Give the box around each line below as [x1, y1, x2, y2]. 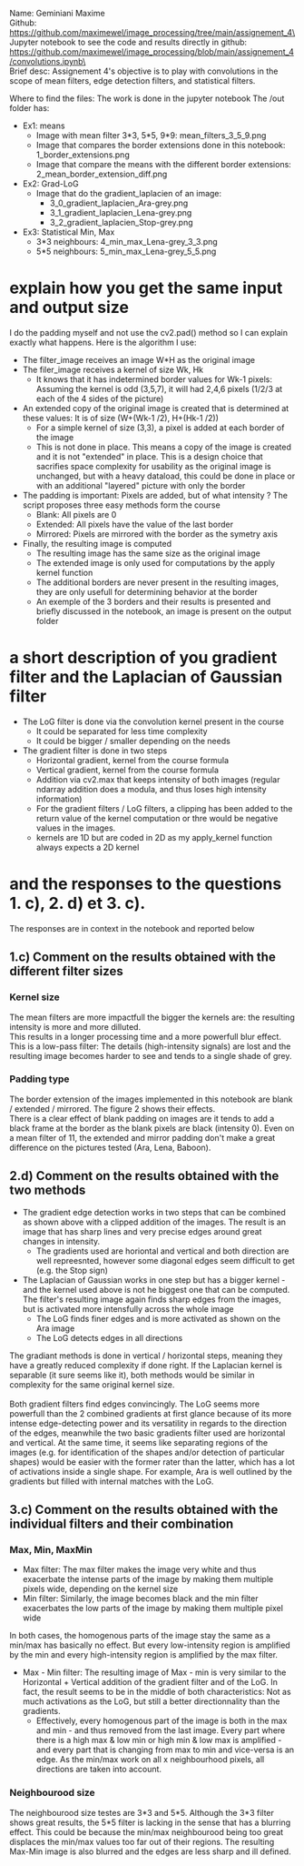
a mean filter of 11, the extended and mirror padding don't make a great [9, 1132, 276, 1143]
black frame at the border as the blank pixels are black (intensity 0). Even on [9, 1123, 295, 1134]
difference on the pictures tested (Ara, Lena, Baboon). [9, 1142, 211, 1153]
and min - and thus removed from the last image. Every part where [35, 1725, 286, 1736]
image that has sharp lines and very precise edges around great [22, 1226, 262, 1236]
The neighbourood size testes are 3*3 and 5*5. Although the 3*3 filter [9, 1807, 275, 1818]
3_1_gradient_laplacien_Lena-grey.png [49, 207, 192, 217]
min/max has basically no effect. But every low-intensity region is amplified [9, 1639, 290, 1650]
